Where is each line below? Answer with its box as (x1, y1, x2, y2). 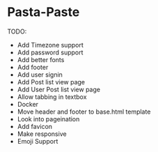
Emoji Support (17, 137, 58, 145)
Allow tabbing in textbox (17, 92, 87, 101)
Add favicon (17, 122, 53, 130)
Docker (17, 100, 39, 108)
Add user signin (17, 70, 63, 79)
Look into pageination (17, 114, 80, 123)
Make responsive (17, 130, 68, 138)
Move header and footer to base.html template (17, 107, 151, 116)
